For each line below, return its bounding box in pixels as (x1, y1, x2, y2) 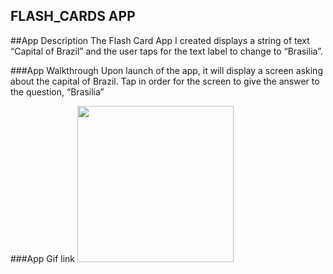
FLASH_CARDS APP (10, 8, 136, 25)
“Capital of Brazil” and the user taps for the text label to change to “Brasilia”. (10, 45, 323, 57)
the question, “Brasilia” (10, 85, 105, 98)
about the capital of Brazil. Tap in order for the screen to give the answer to (10, 75, 320, 87)
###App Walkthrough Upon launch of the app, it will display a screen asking (10, 64, 323, 76)
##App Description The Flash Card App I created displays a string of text (10, 34, 310, 46)
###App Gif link (10, 252, 76, 264)
